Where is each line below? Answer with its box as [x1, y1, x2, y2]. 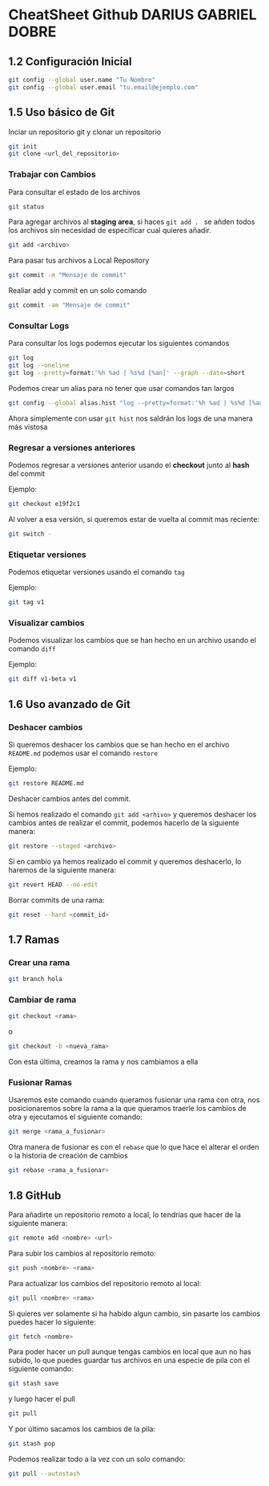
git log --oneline [8, 361, 70, 370]
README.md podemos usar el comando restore [8, 748, 159, 758]
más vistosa [8, 421, 48, 431]
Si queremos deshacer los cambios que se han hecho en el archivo [8, 739, 230, 749]
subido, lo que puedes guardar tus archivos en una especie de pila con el [8, 1355, 251, 1366]
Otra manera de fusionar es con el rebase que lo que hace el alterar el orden [8, 1142, 259, 1152]
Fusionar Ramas [8, 1077, 72, 1089]
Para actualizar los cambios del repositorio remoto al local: [8, 1278, 202, 1288]
